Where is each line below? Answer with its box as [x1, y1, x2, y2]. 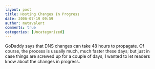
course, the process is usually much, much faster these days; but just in [5, 48, 150, 54]
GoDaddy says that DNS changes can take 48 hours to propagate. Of [5, 43, 144, 49]
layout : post [5, 7, 32, 12]
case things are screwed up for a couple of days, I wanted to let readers [5, 53, 150, 59]
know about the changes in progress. [5, 59, 80, 64]
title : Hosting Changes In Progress [5, 12, 80, 17]
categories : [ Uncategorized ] [5, 30, 65, 34]
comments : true [5, 25, 36, 30]
